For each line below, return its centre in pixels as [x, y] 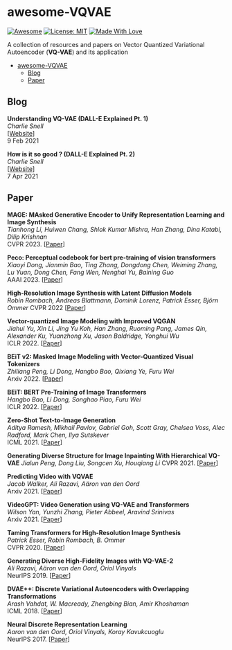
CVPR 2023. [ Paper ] [36, 244]
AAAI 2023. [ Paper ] [35, 279]
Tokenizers [24, 363]
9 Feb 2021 [23, 141]
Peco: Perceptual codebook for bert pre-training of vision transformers [111, 258]
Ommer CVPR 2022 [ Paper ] [47, 307]
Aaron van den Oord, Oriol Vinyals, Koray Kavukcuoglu [86, 631]
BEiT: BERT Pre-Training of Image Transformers [77, 392]
